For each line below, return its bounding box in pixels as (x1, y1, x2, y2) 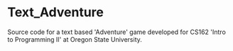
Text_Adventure (7, 4, 104, 21)
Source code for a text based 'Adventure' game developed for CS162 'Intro (7, 28, 226, 36)
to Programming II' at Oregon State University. (7, 35, 142, 43)
